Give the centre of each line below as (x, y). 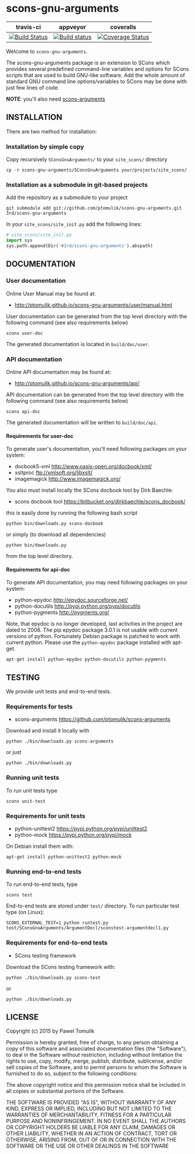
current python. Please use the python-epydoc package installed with (89, 642)
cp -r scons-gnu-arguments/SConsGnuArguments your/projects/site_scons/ (97, 170)
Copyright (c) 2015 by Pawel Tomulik (50, 1031)
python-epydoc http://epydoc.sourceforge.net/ (71, 600)
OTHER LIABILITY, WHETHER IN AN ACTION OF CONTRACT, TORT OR (91, 1134)
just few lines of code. (33, 87)
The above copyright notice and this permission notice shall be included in (96, 1085)
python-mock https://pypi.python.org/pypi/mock (73, 835)
